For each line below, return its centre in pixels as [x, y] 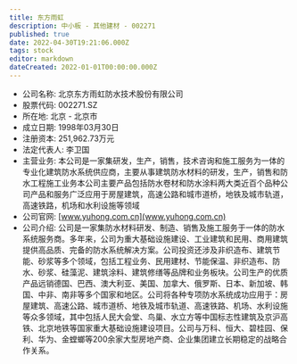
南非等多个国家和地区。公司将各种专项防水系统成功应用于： [171, 294]
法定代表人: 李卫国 [56, 149]
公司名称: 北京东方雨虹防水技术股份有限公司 [103, 94]
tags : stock [31, 51]
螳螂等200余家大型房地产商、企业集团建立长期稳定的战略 [174, 339]
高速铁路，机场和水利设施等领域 [81, 205]
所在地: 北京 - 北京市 [60, 116]
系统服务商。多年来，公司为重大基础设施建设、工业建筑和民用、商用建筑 [155, 238]
